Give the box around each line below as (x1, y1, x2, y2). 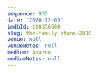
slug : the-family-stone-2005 (7, 29, 92, 37)
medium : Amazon (7, 49, 52, 56)
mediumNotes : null (7, 56, 61, 63)
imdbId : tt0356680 (7, 23, 61, 30)
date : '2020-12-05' (7, 17, 64, 24)
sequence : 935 (7, 10, 49, 17)
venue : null (7, 36, 42, 43)
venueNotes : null (7, 42, 58, 49)
